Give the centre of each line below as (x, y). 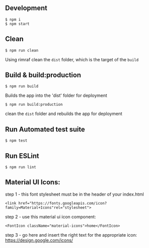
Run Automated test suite (45, 129)
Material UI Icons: (33, 182)
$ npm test (16, 141)
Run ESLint (22, 156)
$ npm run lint (21, 167)
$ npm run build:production (34, 105)
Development (26, 8)
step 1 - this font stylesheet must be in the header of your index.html (74, 194)
